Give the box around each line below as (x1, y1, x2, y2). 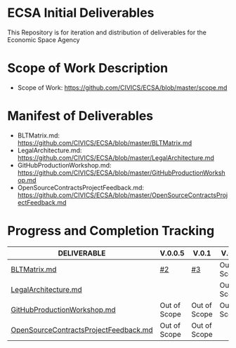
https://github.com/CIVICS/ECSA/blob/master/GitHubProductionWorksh (17, 168, 226, 177)
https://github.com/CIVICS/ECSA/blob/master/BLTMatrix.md (17, 138, 192, 147)
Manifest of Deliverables (7, 108, 154, 124)
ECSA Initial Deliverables (7, 5, 155, 21)
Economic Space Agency (7, 35, 80, 43)
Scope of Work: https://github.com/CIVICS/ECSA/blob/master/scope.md (17, 83, 228, 92)
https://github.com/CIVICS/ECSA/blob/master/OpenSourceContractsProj (17, 191, 228, 199)
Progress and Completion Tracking (7, 223, 215, 239)
